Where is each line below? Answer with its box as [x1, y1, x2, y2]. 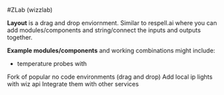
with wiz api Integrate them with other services [7, 80, 139, 88]
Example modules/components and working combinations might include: [7, 47, 216, 54]
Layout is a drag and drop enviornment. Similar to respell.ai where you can [7, 19, 217, 26]
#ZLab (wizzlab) [7, 6, 53, 14]
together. [7, 33, 33, 41]
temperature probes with [16, 60, 87, 67]
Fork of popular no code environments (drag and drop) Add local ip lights [7, 73, 213, 81]
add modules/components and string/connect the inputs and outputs [7, 26, 201, 34]
